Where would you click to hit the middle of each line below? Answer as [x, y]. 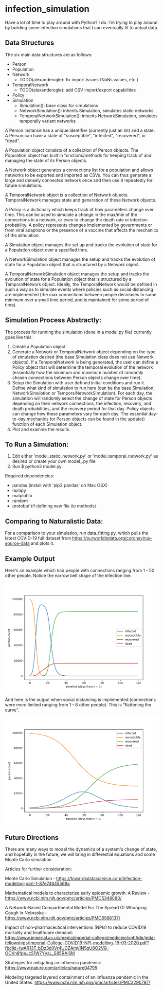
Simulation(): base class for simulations [59, 105]
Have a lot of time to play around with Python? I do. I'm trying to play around [81, 22]
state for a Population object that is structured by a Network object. [72, 264]
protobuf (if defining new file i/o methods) [54, 506]
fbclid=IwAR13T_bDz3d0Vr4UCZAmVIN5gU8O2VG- [57, 948]
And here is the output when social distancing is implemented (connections [81, 700]
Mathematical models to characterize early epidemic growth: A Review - [77, 893]
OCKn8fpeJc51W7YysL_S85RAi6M [40, 953]
